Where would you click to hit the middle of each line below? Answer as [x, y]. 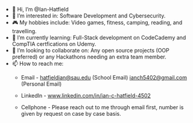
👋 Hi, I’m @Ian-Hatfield [40, 9]
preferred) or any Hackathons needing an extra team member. [89, 57]
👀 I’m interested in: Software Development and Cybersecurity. [89, 16]
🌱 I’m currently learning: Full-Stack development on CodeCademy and [99, 37]
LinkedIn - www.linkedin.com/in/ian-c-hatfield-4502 [86, 96]
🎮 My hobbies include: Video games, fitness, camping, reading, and [97, 22]
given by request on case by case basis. [71, 114]
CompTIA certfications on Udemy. [54, 44]
